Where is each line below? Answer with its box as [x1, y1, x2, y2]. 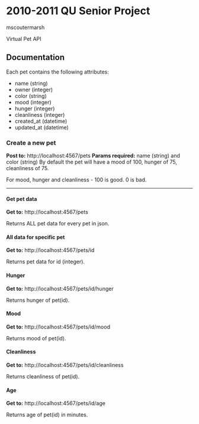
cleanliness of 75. [6, 165, 49, 172]
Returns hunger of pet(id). [6, 297, 70, 304]
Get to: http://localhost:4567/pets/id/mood [6, 323, 111, 330]
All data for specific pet [6, 233, 65, 241]
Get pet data [6, 195, 37, 202]
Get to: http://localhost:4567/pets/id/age [6, 400, 105, 407]
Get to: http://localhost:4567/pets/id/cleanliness [6, 362, 124, 369]
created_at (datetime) [14, 117, 68, 125]
